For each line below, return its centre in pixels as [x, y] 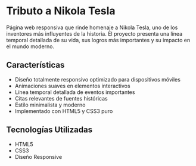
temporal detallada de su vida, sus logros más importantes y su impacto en [98, 40]
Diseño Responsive [38, 156]
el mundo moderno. [30, 46]
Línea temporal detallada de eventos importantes [75, 92]
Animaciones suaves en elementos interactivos [72, 86]
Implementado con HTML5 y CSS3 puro [64, 111]
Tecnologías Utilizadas [49, 130]
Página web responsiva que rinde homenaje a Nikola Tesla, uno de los [92, 27]
